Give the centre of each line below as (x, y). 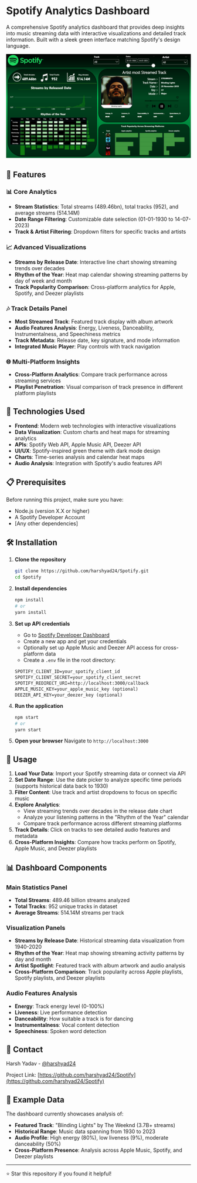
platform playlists (35, 393)
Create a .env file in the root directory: (69, 660)
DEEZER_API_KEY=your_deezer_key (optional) (69, 695)
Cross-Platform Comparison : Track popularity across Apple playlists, (99, 972)
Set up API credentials (42, 623)
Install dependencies (41, 589)
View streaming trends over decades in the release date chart (98, 811)
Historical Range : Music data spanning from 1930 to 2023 (85, 1131)
